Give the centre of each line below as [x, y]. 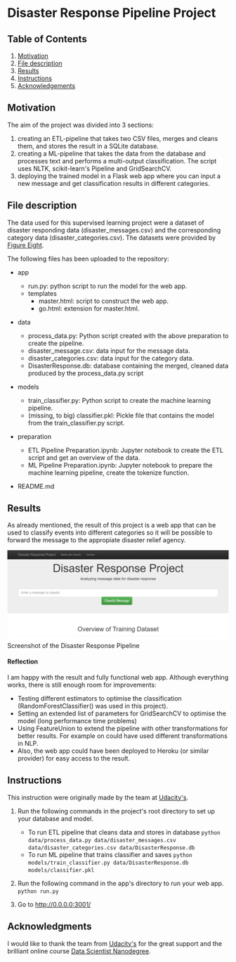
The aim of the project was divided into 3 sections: [81, 125]
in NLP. [28, 743]
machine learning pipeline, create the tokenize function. [109, 473]
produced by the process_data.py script [86, 373]
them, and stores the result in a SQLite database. [88, 146]
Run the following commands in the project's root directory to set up [116, 811]
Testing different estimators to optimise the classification [100, 698]
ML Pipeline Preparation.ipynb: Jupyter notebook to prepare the [120, 465]
